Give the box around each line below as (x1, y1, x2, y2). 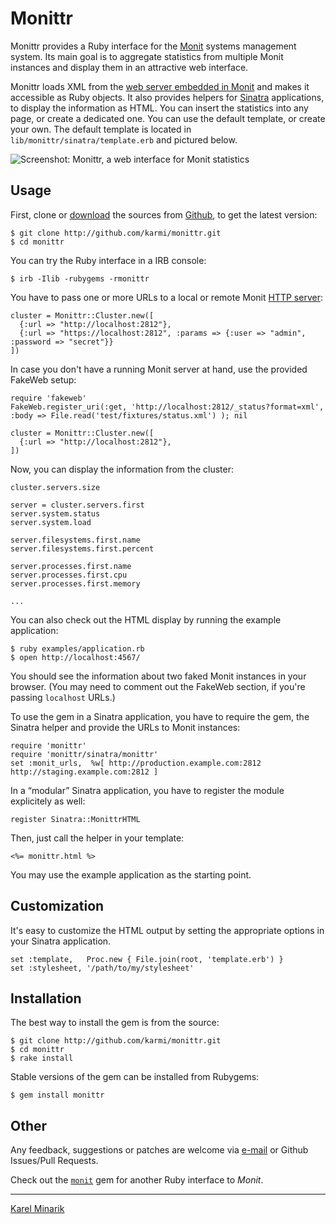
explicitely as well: (10, 795, 86, 807)
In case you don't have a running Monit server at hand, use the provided (10, 363, 308, 375)
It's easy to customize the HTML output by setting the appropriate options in (10, 924, 325, 936)
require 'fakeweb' (10, 393, 87, 403)
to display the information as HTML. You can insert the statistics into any (10, 102, 309, 114)
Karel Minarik (10, 1203, 65, 1215)
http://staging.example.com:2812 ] (10, 767, 159, 777)
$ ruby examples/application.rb (10, 643, 145, 654)
